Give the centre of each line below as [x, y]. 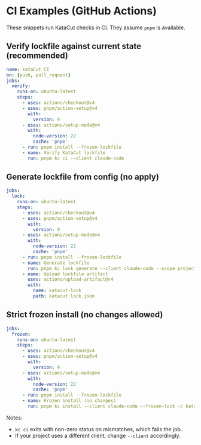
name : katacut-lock [57, 291]
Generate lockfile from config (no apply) [83, 177]
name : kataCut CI [28, 69]
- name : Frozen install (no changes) [69, 401]
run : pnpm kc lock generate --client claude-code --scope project [112, 268]
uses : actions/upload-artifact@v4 [71, 280]
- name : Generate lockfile [56, 263]
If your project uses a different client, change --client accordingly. [98, 435]
